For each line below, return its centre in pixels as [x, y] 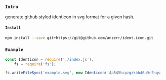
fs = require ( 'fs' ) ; [35, 64]
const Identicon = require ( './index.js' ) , [49, 59]
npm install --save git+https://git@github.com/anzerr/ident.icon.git [79, 38]
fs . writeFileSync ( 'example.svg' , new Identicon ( [56, 73]
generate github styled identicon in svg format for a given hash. [70, 17]
